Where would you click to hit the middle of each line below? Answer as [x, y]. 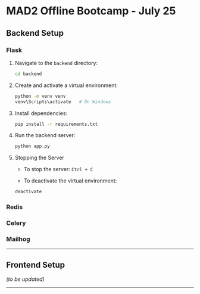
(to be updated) [25, 279]
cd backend [28, 74]
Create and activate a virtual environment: [66, 85]
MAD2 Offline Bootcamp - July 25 [91, 11]
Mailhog [18, 239]
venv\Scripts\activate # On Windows [63, 102]
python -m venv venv [40, 96]
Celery [16, 223]
